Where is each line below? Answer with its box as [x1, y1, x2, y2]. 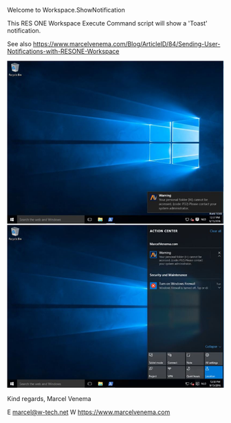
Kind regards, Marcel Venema [7, 395, 91, 402]
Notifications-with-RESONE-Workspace [7, 48, 120, 55]
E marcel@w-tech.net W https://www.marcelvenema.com [7, 408, 170, 416]
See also [7, 40, 32, 48]
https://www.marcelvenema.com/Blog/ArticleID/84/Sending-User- [33, 40, 221, 48]
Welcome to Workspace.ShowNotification [7, 6, 125, 14]
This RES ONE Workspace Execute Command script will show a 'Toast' [7, 19, 208, 27]
